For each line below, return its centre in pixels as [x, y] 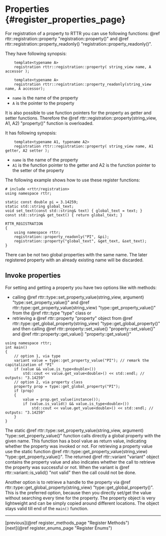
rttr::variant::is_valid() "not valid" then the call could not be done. [71, 473]
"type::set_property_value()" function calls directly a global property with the [83, 435]
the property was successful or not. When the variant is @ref [67, 467]
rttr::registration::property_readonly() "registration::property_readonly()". [79, 44]
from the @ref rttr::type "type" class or [52, 313]
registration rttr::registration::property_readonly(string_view [83, 84]
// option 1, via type [37, 356]
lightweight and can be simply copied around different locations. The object [82, 503]
